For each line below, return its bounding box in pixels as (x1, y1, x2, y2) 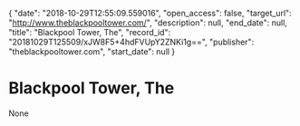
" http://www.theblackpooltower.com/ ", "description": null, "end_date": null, (8, 17, 287, 28)
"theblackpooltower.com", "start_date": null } (8, 46, 176, 57)
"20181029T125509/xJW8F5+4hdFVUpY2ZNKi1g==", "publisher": (8, 36, 255, 47)
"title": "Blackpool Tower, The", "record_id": (8, 27, 171, 37)
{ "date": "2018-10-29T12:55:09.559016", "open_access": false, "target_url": (8, 8, 292, 18)
